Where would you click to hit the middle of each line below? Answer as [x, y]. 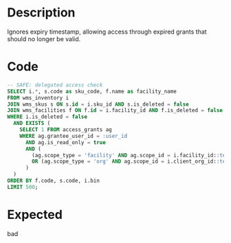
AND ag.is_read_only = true [66, 142]
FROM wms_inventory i [38, 97]
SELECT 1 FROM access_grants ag [66, 130]
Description [41, 13]
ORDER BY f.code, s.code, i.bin [53, 181]
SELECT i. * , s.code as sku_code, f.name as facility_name [92, 91]
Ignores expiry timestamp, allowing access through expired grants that [107, 32]
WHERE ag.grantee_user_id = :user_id [74, 136]
